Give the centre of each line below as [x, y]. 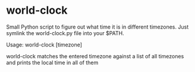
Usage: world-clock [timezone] [44, 45]
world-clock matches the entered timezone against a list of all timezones [95, 56]
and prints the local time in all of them [52, 62]
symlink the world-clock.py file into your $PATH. [65, 33]
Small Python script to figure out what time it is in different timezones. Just [97, 27]
